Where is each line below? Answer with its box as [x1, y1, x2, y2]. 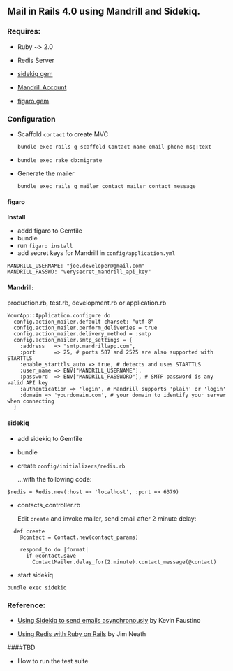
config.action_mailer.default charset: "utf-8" [13, 318, 155, 326]
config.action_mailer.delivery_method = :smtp [13, 331, 151, 338]
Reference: [7, 600, 46, 610]
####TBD [7, 643, 36, 651]
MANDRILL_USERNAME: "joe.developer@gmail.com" [7, 262, 145, 270]
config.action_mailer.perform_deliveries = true [13, 324, 158, 331]
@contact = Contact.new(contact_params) [20, 534, 139, 541]
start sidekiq [17, 570, 54, 579]
